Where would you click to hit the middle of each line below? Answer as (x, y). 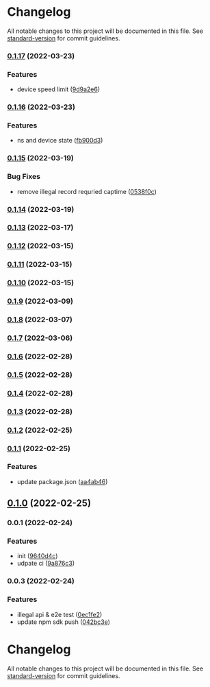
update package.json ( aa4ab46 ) (62, 481)
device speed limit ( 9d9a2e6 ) (58, 89)
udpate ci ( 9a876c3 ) (46, 564)
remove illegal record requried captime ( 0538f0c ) (87, 191)
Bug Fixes (24, 177)
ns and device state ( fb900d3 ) (60, 141)
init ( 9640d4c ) (37, 556)
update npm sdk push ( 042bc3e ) (64, 622)
